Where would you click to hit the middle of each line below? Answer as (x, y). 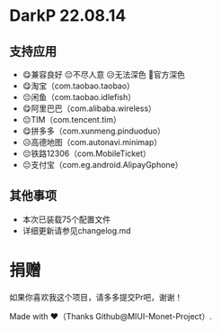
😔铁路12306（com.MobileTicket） (86, 153)
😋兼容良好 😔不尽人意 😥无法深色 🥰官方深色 (104, 74)
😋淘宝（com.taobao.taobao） (78, 86)
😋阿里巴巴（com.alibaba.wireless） (89, 108)
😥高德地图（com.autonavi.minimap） (92, 142)
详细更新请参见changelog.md (77, 230)
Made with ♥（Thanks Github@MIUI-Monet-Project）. (111, 316)
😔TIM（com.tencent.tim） (71, 120)
